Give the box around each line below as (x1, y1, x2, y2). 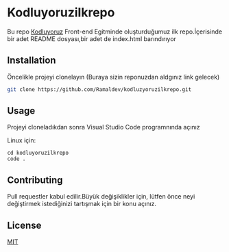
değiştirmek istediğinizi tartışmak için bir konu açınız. (7, 200, 156, 208)
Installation (7, 55, 56, 66)
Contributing (7, 174, 63, 186)
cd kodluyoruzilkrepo (7, 149, 69, 157)
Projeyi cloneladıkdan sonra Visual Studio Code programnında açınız (7, 123, 200, 131)
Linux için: (7, 136, 36, 144)
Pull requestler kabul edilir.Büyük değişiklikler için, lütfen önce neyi (7, 192, 195, 201)
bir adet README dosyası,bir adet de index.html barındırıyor (7, 34, 177, 42)
